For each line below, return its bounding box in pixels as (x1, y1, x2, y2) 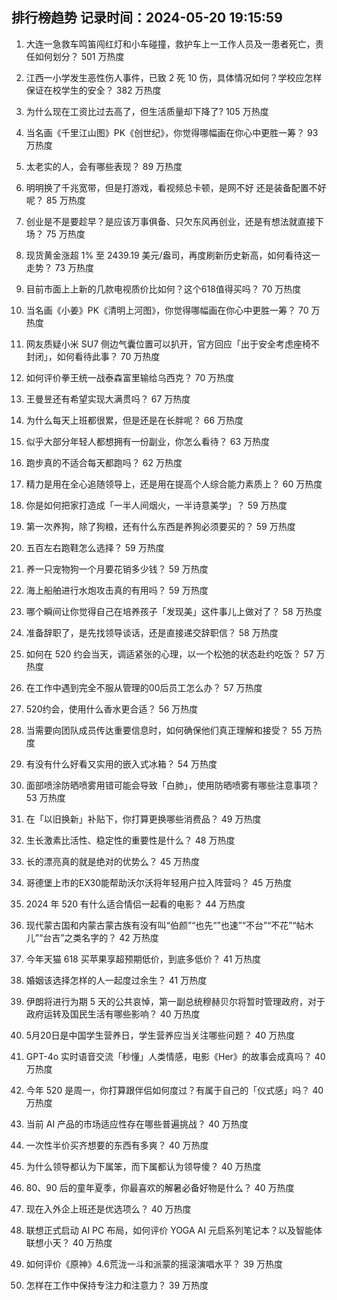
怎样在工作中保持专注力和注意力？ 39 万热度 (25, 1279, 209, 1291)
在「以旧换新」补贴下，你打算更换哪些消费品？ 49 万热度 (25, 813, 262, 825)
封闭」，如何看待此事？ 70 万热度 (25, 350, 161, 362)
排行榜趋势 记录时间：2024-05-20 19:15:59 (11, 9, 283, 27)
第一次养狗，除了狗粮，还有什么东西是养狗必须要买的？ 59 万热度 (25, 520, 296, 532)
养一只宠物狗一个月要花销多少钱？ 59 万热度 (25, 563, 209, 575)
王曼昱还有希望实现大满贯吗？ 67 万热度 (25, 393, 191, 405)
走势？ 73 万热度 (25, 261, 95, 273)
